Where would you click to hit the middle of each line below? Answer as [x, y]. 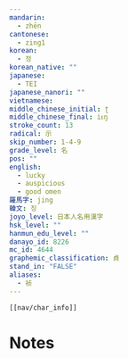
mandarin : [28, 17]
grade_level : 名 [39, 150]
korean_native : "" [43, 68]
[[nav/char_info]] [43, 308]
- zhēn [29, 26]
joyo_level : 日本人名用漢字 [56, 216]
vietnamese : [31, 100]
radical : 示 [31, 134]
